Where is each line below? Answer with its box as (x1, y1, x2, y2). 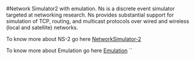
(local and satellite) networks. (6, 24, 78, 31)
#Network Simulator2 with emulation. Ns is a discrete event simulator (6, 5, 175, 12)
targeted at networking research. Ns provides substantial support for (6, 11, 174, 18)
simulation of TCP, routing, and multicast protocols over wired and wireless (6, 18, 190, 24)
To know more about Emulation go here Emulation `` (6, 47, 133, 54)
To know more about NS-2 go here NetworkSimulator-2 (6, 36, 142, 42)
